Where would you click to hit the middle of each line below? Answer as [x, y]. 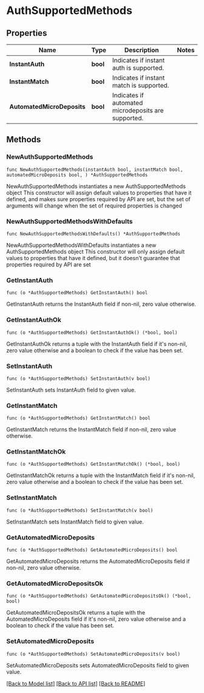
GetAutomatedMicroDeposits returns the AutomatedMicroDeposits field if [98, 561]
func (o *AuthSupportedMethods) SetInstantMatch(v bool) [80, 510]
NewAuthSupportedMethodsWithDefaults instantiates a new [81, 245]
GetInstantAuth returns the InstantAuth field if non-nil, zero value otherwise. [101, 304]
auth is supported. [138, 68]
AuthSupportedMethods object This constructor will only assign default [96, 251]
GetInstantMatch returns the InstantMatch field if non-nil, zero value [91, 430]
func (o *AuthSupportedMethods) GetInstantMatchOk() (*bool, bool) [93, 464]
